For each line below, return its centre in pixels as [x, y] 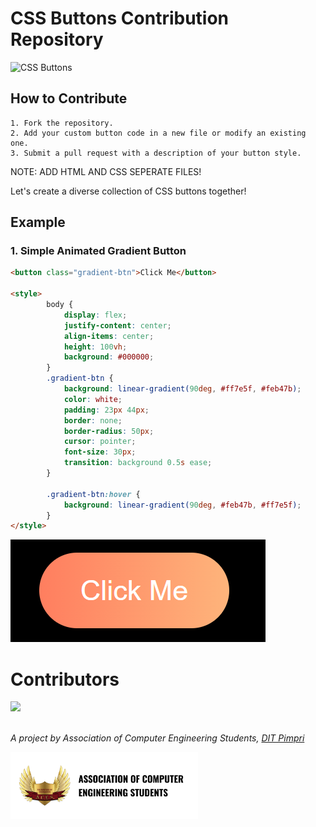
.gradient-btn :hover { [93, 494]
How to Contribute [69, 98]
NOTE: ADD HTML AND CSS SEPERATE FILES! [106, 171]
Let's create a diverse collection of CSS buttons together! [128, 191]
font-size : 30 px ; [100, 452]
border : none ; [93, 420]
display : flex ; [95, 315]
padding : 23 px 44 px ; [106, 410]
